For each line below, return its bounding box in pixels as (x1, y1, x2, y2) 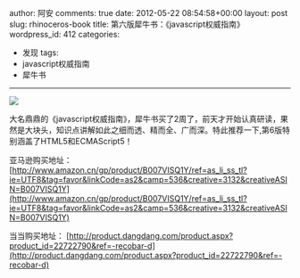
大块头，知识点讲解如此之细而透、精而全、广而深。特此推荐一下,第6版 (24, 125, 283, 135)
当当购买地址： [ (9, 231, 70, 241)
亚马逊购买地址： (9, 155, 72, 165)
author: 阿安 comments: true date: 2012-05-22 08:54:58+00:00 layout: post (9, 8, 288, 18)
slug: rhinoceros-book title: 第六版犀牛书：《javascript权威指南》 (9, 19, 245, 29)
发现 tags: (21, 47, 60, 58)
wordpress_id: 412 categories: (9, 29, 121, 39)
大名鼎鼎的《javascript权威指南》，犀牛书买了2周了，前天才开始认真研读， (9, 114, 281, 124)
